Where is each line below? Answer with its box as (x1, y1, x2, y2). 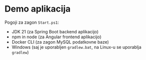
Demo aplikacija (4, 3, 71, 15)
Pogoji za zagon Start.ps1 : (4, 19, 59, 25)
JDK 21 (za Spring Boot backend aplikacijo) (11, 29, 99, 34)
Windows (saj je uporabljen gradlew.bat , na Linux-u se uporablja (11, 44, 142, 50)
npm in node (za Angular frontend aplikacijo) (11, 34, 102, 40)
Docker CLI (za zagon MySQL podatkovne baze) (11, 39, 109, 45)
